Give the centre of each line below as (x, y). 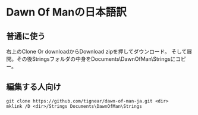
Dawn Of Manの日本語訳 (66, 12)
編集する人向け (34, 87)
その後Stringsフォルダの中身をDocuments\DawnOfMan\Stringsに (96, 59)
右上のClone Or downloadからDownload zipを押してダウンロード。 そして (97, 52)
